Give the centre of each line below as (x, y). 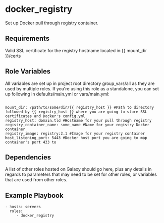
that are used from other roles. (36, 180)
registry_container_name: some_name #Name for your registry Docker (77, 125)
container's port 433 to (31, 142)
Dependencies (28, 157)
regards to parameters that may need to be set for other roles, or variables (81, 174)
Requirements (27, 38)
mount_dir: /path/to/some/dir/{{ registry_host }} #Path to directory (80, 107)
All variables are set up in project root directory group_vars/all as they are (80, 83)
